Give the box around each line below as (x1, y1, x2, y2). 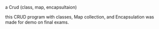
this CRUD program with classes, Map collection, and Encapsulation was (5, 14, 155, 19)
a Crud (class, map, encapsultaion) (5, 4, 77, 10)
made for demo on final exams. (5, 19, 69, 25)
